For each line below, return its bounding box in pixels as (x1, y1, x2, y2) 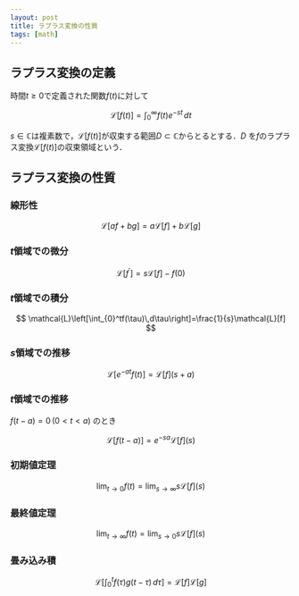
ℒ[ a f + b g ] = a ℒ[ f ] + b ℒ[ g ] (100, 221, 202, 231)
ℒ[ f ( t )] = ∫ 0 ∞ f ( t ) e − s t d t (110, 108, 192, 122)
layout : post (10, 13, 59, 22)
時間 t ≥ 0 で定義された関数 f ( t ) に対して (10, 90, 149, 101)
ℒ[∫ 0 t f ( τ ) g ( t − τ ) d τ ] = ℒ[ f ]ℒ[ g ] (94, 575, 208, 590)
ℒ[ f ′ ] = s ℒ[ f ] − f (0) (116, 265, 186, 278)
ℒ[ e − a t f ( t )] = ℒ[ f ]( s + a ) (106, 367, 195, 380)
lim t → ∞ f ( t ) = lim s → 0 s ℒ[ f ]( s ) (96, 528, 206, 541)
